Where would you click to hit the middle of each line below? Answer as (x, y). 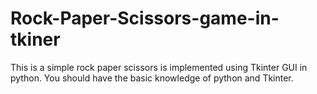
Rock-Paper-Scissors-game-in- (145, 18)
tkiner (35, 39)
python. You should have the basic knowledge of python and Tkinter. (152, 78)
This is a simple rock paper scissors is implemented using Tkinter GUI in (159, 67)
